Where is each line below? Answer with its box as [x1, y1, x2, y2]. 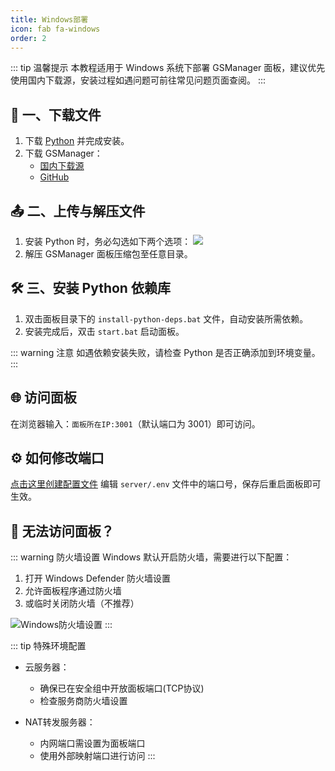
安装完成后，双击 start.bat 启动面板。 [24, 325, 185, 337]
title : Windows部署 [10, 14, 89, 25]
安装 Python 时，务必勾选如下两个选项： [24, 236, 192, 247]
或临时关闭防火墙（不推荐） [24, 597, 140, 610]
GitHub [39, 171, 70, 183]
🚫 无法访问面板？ [10, 522, 115, 540]
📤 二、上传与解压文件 [10, 202, 146, 220]
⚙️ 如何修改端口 [10, 450, 105, 467]
